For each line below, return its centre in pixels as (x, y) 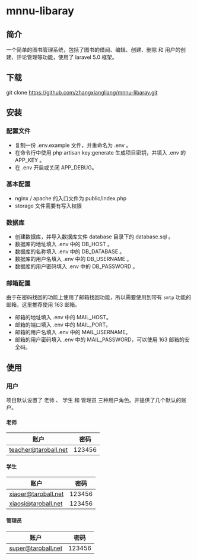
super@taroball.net (36, 548)
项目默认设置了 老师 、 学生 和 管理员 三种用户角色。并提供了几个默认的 (94, 400)
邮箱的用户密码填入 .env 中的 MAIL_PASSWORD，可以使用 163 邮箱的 (100, 339)
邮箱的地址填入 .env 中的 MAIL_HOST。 (63, 317)
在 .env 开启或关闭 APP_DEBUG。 (56, 167)
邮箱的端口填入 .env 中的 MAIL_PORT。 (63, 325)
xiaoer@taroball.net (36, 494)
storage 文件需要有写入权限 (48, 206)
